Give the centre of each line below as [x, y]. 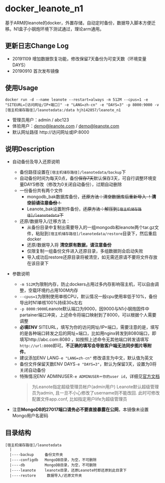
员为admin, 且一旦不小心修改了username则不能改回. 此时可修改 [96, 393]
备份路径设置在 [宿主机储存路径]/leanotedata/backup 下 [73, 172]
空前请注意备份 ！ [44, 203]
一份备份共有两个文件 [41, 191]
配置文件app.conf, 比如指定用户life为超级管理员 [80, 399]
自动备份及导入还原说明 [36, 162]
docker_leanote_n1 [44, 9]
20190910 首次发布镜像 [36, 71]
